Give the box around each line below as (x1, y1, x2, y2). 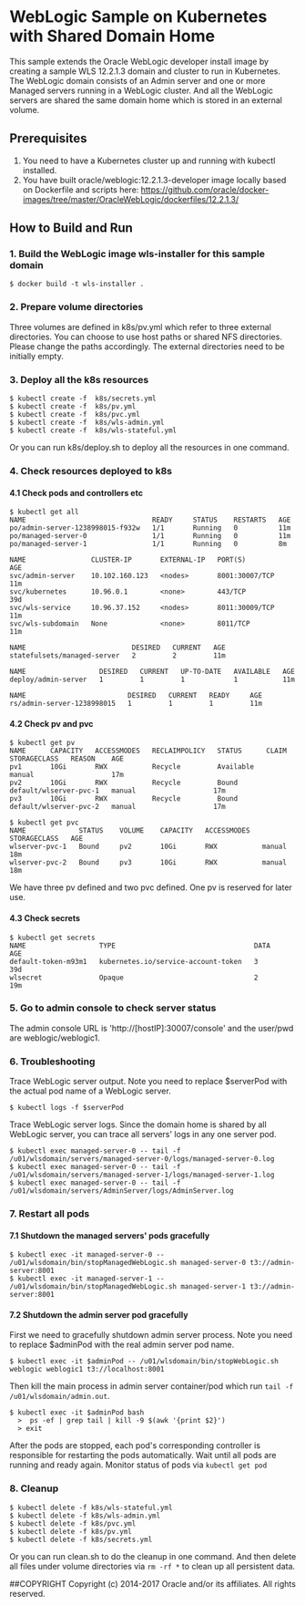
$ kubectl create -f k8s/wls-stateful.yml (9, 426, 178, 435)
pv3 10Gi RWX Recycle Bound (9, 794, 239, 803)
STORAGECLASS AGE (9, 834, 84, 844)
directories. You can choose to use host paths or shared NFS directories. (9, 331, 282, 342)
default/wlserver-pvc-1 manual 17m (9, 786, 226, 795)
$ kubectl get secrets (9, 933, 96, 942)
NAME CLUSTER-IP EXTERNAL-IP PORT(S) (9, 555, 247, 565)
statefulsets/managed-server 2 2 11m (9, 651, 226, 660)
